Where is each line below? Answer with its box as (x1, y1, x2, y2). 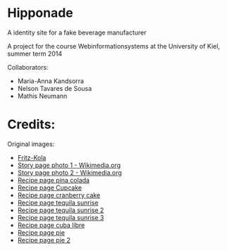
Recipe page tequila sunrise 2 (17, 206, 104, 214)
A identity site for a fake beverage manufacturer (7, 28, 147, 37)
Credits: (7, 116, 56, 133)
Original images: (7, 140, 55, 148)
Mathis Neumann (17, 92, 68, 100)
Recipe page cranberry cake (17, 190, 101, 199)
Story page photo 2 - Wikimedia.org (17, 168, 122, 177)
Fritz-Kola (17, 153, 47, 161)
